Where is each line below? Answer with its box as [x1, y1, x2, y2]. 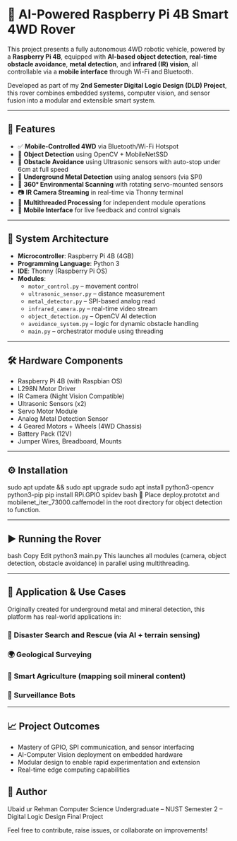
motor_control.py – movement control [28, 282, 139, 290]
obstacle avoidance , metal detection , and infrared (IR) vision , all [7, 59, 199, 68]
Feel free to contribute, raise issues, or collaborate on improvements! [7, 825, 208, 834]
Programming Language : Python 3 [17, 259, 120, 267]
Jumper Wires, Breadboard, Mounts [17, 437, 122, 446]
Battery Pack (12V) [17, 429, 72, 438]
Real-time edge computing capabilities [17, 765, 130, 774]
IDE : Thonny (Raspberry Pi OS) [17, 267, 108, 275]
